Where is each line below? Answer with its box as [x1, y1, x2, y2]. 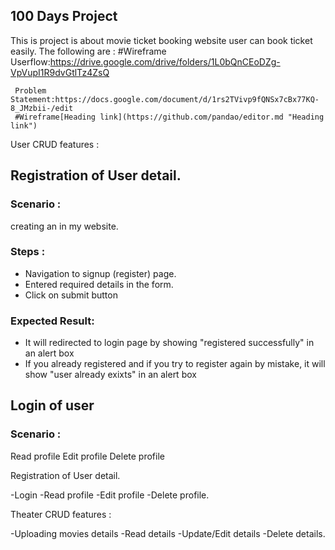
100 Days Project [10, 8, 118, 25]
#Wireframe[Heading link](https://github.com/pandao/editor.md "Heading [14, 112, 325, 122]
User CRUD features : [10, 138, 100, 150]
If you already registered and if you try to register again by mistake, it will [24, 358, 326, 370]
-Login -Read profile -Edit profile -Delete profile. [10, 489, 210, 501]
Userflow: [10, 55, 51, 68]
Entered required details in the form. [24, 278, 174, 290]
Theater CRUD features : [10, 508, 112, 520]
